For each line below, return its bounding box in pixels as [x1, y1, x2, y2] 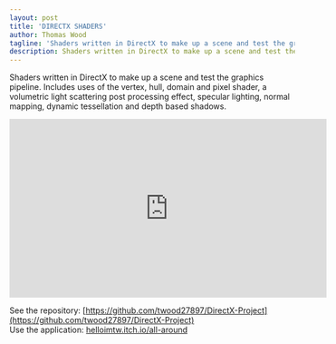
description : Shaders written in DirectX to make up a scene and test [9, 47, 282, 56]
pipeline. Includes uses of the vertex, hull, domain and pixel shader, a [9, 82, 267, 93]
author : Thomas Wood [9, 30, 88, 39]
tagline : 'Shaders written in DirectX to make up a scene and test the [9, 38, 285, 48]
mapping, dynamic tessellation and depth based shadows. [9, 101, 226, 112]
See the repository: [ [9, 305, 86, 316]
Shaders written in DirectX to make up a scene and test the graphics [9, 72, 264, 83]
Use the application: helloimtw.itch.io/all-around [9, 324, 188, 336]
